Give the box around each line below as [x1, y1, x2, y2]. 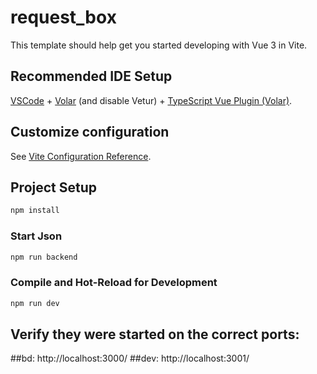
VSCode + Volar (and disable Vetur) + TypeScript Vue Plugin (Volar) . [10, 94, 293, 106]
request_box [10, 6, 117, 29]
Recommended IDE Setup [10, 68, 173, 85]
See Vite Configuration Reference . [10, 150, 152, 162]
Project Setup [10, 179, 98, 196]
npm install [10, 206, 60, 216]
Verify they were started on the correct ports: [10, 326, 300, 343]
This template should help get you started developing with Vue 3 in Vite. [10, 39, 308, 51]
